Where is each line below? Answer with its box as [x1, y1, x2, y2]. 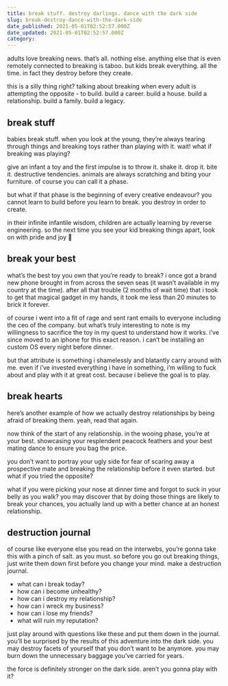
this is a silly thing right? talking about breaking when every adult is [7, 82, 197, 91]
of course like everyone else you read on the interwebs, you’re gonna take [7, 545, 217, 553]
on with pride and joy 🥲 [7, 233, 73, 241]
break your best [7, 253, 77, 265]
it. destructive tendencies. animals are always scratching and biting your [7, 169, 211, 178]
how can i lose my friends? [16, 609, 93, 617]
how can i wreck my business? [16, 602, 104, 611]
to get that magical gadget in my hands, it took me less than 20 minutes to [7, 293, 216, 301]
